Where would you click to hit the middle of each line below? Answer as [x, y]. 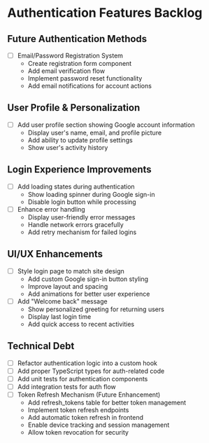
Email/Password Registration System [70, 55]
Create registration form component [80, 64]
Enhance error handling [51, 209]
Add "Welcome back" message [62, 301]
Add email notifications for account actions [90, 86]
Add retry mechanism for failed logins [82, 232]
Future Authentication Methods [77, 39]
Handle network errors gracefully [75, 224]
